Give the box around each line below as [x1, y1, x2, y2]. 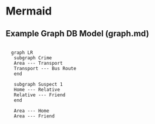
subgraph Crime [13, 55, 52, 61]
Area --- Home [13, 108, 50, 114]
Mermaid [5, 4, 52, 18]
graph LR [11, 50, 33, 56]
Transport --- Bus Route [13, 65, 77, 71]
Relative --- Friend [13, 92, 66, 98]
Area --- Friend [13, 113, 55, 119]
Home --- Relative [13, 86, 61, 93]
